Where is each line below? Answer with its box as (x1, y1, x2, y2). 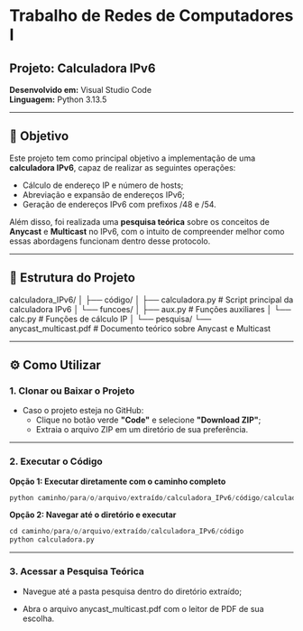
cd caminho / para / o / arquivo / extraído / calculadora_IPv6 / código (9, 527, 244, 536)
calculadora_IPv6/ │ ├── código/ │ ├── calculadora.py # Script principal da (9, 294, 294, 305)
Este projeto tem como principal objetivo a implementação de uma (9, 153, 256, 163)
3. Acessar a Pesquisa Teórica (9, 565, 144, 578)
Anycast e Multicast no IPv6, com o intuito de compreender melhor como (9, 226, 285, 237)
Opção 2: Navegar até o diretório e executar (9, 509, 177, 520)
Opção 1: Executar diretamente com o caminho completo (9, 476, 226, 487)
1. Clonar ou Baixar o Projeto (9, 385, 135, 397)
